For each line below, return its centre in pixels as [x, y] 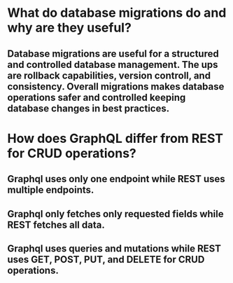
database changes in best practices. [89, 108]
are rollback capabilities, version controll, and [109, 75]
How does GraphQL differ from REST [115, 138]
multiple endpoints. [51, 190]
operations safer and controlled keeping [97, 97]
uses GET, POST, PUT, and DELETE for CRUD [106, 260]
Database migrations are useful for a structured [113, 54]
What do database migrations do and [117, 13]
